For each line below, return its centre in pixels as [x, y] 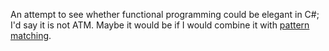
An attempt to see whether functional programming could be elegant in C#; [165, 14]
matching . [31, 35]
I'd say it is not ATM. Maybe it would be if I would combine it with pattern [160, 25]
